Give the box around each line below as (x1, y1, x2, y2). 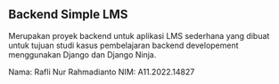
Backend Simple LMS (8, 7, 128, 22)
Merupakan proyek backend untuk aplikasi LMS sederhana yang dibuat (8, 30, 270, 41)
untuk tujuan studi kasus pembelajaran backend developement (8, 40, 239, 50)
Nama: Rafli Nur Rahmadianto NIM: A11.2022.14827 (8, 66, 195, 77)
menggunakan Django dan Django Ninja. (8, 49, 157, 60)
